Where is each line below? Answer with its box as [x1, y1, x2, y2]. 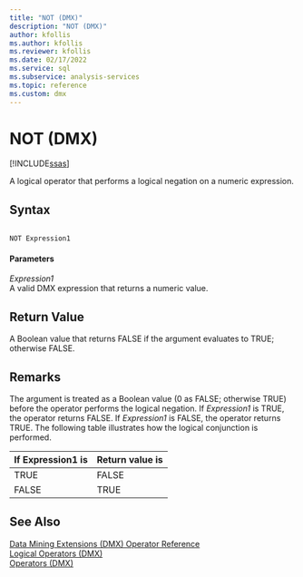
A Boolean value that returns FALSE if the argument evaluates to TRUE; [9, 333, 275, 345]
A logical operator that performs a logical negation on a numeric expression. [9, 176, 295, 187]
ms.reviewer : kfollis [9, 47, 92, 56]
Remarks [9, 369, 62, 385]
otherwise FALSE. [9, 343, 75, 354]
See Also [9, 514, 61, 530]
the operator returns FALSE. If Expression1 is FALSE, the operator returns [9, 413, 281, 424]
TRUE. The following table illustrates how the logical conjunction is [9, 423, 259, 434]
